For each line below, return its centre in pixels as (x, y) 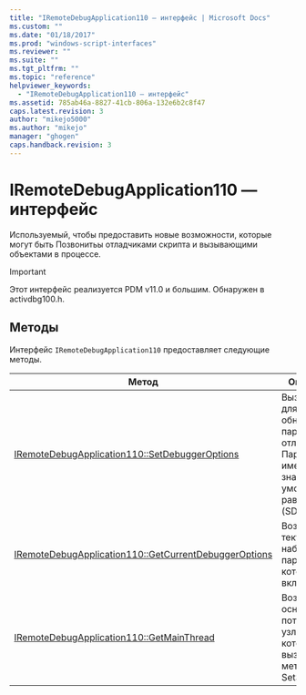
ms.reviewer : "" (40, 52)
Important (28, 271)
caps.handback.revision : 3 (61, 145)
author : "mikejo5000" (51, 119)
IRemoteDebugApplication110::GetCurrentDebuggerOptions (143, 554)
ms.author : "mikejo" (49, 128)
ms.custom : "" (36, 26)
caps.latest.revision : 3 (56, 111)
